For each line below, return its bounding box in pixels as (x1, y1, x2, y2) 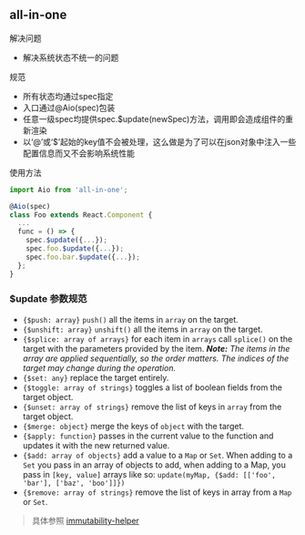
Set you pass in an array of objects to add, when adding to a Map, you (22, 459, 287, 470)
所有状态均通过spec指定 (22, 90, 114, 101)
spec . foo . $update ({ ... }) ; (25, 244, 125, 253)
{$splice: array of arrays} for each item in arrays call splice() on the (22, 333, 293, 345)
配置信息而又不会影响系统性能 (22, 148, 135, 159)
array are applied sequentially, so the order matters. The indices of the (22, 353, 290, 364)
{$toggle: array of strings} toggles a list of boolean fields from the (22, 382, 282, 393)
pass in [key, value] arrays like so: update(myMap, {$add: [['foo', (22, 468, 276, 479)
